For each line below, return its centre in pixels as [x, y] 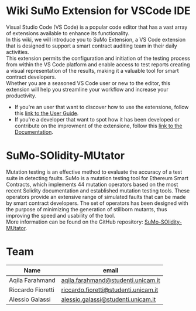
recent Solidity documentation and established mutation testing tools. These [98, 190]
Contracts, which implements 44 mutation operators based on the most [92, 184]
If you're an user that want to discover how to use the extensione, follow [102, 107]
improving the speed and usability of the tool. [61, 215]
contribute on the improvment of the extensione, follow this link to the [98, 126]
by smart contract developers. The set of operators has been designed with [97, 203]
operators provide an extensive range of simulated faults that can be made [96, 197]
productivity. [21, 96]
